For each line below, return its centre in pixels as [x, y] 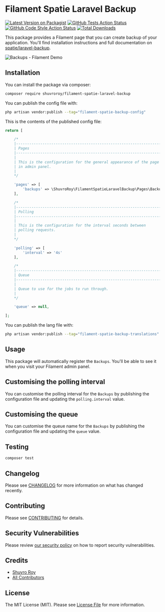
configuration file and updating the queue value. [53, 431]
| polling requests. [35, 230]
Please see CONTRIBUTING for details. [45, 518]
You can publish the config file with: [41, 103]
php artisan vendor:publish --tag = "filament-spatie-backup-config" [76, 112]
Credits [17, 560]
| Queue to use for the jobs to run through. [61, 289]
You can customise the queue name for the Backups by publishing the [75, 426]
